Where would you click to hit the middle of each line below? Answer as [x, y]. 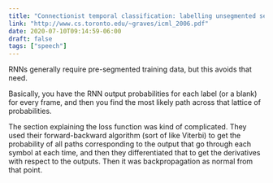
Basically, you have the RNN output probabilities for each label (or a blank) [133, 94]
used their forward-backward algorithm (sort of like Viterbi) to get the [125, 136]
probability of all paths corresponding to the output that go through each [130, 144]
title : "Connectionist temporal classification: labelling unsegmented [132, 16]
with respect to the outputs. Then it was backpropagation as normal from [131, 161]
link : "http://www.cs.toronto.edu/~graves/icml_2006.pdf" [108, 24]
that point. [26, 170]
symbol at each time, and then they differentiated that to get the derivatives [134, 153]
